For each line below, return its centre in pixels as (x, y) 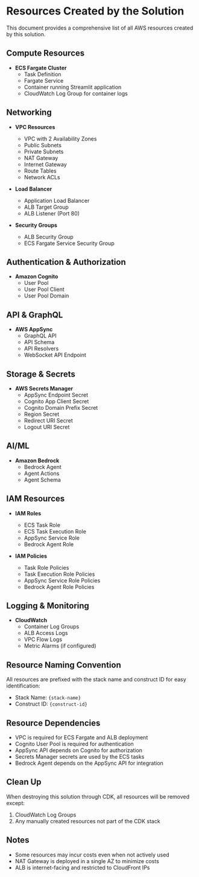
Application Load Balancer (57, 200)
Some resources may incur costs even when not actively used (92, 855)
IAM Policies (31, 556)
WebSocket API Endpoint (55, 355)
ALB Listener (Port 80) (52, 213)
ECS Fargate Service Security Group (69, 243)
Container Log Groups (52, 627)
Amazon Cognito (36, 276)
